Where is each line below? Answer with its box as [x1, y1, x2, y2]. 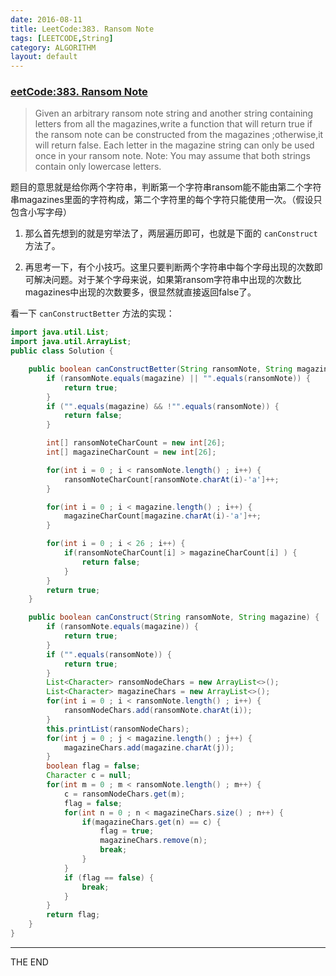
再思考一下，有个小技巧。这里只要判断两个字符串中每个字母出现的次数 [24, 261, 315, 273]
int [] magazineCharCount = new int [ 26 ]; [46, 447, 217, 458]
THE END [10, 956, 49, 968]
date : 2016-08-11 [10, 14, 83, 25]
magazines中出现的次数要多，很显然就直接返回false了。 [24, 286, 257, 298]
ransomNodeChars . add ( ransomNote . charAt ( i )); [63, 706, 253, 716]
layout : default [10, 52, 78, 62]
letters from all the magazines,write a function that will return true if [34, 118, 313, 130]
